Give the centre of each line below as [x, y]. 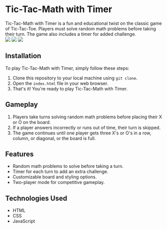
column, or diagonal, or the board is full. [54, 138]
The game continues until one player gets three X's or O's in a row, [82, 133]
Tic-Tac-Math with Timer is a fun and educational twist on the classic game [84, 23]
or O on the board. [32, 122]
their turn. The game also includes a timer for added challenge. [71, 34]
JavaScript [24, 221]
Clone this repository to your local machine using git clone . [75, 78]
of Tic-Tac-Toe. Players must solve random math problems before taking [81, 28]
